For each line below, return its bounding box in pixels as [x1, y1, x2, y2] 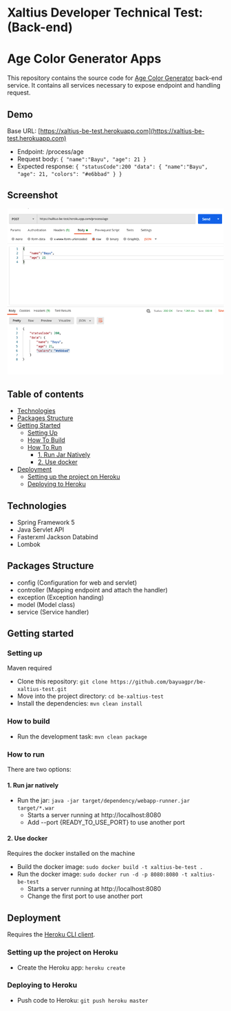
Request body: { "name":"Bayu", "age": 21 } [16, 154, 146, 163]
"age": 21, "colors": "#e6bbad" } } [16, 170, 122, 177]
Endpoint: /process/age [16, 147, 84, 156]
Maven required [7, 664, 52, 672]
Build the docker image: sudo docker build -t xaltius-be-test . [16, 863, 203, 871]
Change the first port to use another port [27, 892, 143, 901]
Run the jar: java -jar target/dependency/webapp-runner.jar [16, 797, 190, 805]
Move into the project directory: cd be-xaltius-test [16, 692, 164, 701]
